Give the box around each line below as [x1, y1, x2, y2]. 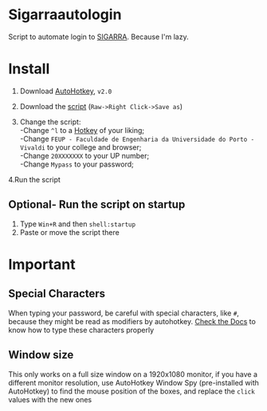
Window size [8, 348, 74, 362]
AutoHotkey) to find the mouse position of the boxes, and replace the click [8, 386, 255, 396]
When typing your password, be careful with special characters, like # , [8, 308, 239, 318]
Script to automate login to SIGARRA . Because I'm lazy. [8, 32, 189, 41]
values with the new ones [8, 394, 92, 404]
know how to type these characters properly [8, 325, 155, 335]
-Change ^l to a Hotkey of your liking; [19, 125, 145, 135]
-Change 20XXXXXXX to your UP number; [19, 151, 150, 160]
